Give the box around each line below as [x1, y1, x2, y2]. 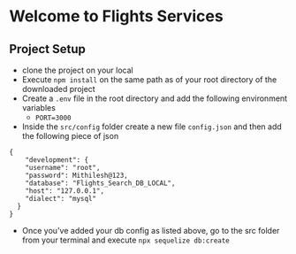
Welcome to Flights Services [9, 6, 224, 27]
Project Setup [9, 42, 87, 57]
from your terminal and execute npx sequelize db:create [21, 235, 230, 245]
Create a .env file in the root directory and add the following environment [21, 93, 288, 104]
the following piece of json [21, 131, 119, 141]
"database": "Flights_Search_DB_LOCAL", [25, 179, 176, 188]
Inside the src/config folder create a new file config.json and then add [21, 121, 283, 132]
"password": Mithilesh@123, [25, 171, 128, 180]
